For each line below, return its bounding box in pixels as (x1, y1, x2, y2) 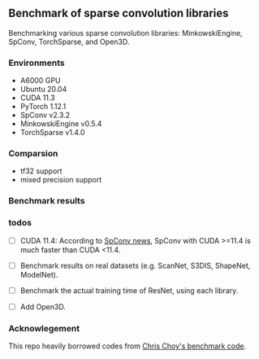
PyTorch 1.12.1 (19, 102, 67, 112)
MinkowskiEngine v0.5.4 (19, 119, 102, 129)
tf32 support (19, 166, 63, 176)
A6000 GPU (19, 76, 61, 85)
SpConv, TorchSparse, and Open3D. (8, 37, 130, 46)
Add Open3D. (19, 301, 67, 312)
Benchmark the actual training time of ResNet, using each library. (19, 285, 239, 296)
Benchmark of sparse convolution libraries (8, 7, 229, 20)
